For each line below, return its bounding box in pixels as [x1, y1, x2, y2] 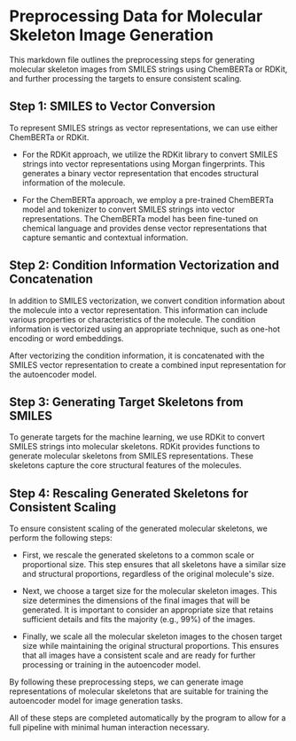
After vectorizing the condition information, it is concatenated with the [9, 350, 265, 361]
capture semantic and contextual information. [21, 232, 189, 243]
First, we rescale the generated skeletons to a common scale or [21, 550, 254, 560]
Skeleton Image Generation [9, 25, 214, 45]
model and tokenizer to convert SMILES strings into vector [21, 204, 235, 214]
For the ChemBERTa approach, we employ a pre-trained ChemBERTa [21, 194, 275, 205]
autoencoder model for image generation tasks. [9, 696, 183, 706]
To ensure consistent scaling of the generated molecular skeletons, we [9, 523, 268, 534]
